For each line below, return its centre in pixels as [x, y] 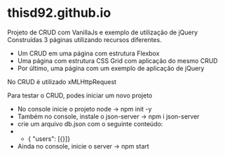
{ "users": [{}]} [49, 139]
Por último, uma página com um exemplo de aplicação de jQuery [111, 68]
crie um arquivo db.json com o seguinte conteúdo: [90, 123]
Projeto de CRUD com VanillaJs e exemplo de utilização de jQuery [103, 32]
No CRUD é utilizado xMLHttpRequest [62, 81]
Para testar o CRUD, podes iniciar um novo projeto [80, 95]
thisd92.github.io [59, 13]
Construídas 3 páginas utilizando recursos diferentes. [85, 39]
